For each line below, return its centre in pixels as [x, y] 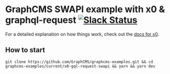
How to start [25, 50]
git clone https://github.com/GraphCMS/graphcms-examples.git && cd [79, 62]
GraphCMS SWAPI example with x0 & [85, 9]
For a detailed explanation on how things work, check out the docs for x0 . [82, 34]
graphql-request [41, 20]
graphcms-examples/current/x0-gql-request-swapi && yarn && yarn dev [80, 66]
